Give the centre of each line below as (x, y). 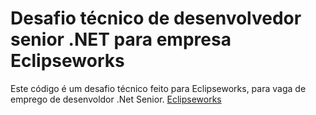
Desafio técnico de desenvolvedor (156, 18)
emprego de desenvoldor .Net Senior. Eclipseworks (116, 99)
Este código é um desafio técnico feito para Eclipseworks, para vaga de (158, 88)
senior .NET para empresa (121, 39)
